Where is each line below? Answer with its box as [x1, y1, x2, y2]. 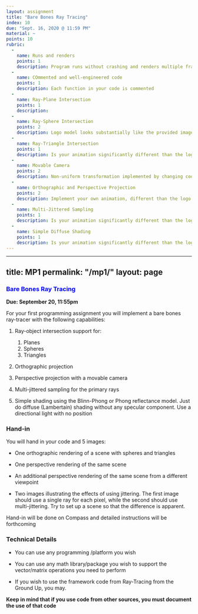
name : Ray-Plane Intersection [16, 96, 91, 102]
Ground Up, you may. [14, 584, 67, 592]
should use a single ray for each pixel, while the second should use [14, 496, 178, 503]
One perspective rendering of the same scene [14, 461, 127, 468]
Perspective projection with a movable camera [14, 374, 128, 382]
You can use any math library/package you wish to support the [14, 560, 167, 567]
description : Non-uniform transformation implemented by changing [16, 174, 183, 180]
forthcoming [6, 521, 37, 528]
